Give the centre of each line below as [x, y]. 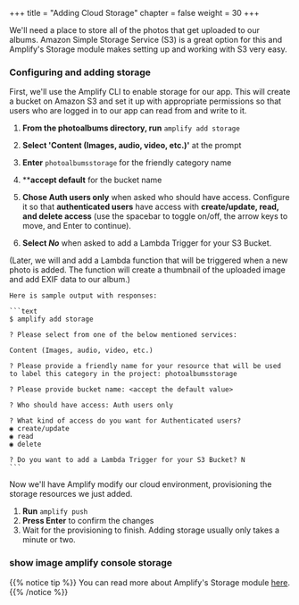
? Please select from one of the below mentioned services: [124, 335]
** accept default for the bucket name [92, 180]
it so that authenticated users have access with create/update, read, [150, 207]
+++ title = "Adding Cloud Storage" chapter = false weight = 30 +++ [135, 13]
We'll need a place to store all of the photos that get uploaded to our [135, 30]
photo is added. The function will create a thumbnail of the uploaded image [147, 270]
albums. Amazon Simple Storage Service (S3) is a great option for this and [146, 40]
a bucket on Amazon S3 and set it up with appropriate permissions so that [145, 101]
